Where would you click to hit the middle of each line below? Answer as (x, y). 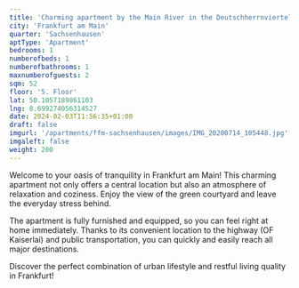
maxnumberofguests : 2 (49, 76)
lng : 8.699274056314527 (53, 108)
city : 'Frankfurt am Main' (59, 26)
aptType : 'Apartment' (49, 42)
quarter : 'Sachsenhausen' (57, 34)
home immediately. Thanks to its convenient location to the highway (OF (141, 230)
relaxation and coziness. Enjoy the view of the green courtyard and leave (143, 194)
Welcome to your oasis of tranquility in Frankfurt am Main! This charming (143, 175)
